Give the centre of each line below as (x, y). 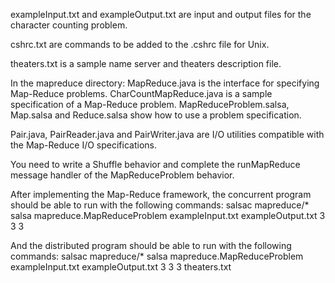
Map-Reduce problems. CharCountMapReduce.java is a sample (141, 93)
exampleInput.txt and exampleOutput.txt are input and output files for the (161, 14)
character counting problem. (69, 25)
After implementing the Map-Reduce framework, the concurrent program (161, 194)
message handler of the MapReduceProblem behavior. (122, 175)
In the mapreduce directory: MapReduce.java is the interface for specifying (165, 83)
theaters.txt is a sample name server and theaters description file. (146, 63)
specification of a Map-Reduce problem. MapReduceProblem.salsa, (150, 104)
